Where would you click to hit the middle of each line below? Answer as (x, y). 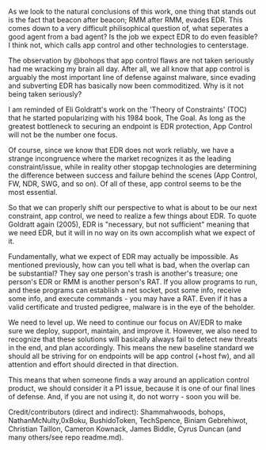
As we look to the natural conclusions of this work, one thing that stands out (132, 11)
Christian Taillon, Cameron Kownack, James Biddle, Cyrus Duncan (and (125, 429)
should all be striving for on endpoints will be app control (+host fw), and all (132, 356)
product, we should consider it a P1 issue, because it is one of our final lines (132, 388)
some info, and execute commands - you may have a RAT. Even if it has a (128, 299)
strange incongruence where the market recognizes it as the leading (120, 158)
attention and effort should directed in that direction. (93, 364)
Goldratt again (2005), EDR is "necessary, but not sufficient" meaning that (129, 224)
